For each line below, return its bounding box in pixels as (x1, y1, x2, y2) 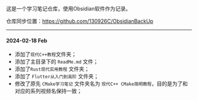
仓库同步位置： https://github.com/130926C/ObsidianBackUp (6, 18, 154, 25)
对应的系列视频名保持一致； (14, 88, 82, 95)
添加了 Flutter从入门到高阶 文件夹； (14, 73, 99, 80)
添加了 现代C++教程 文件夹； (14, 51, 77, 58)
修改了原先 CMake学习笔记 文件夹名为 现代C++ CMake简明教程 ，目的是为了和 (14, 80, 188, 87)
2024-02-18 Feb (6, 37, 48, 44)
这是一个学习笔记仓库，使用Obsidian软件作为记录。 (6, 5, 131, 12)
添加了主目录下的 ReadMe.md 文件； (14, 58, 99, 65)
